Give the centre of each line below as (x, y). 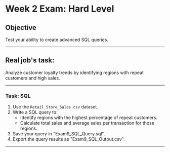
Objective (21, 28)
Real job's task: (30, 61)
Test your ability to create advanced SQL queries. (57, 40)
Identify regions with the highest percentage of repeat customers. (89, 118)
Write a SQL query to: (35, 112)
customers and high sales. (33, 78)
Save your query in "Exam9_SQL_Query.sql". (59, 134)
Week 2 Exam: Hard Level (60, 9)
